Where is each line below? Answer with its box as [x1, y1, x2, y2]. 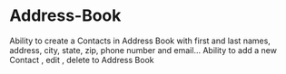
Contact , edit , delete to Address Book [9, 54, 154, 65]
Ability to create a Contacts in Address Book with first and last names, [9, 35, 271, 46]
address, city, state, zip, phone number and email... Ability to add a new [9, 44, 277, 55]
